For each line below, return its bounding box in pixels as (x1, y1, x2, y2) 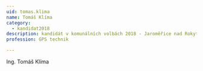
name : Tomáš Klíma (6, 14, 53, 20)
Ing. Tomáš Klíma (6, 58, 50, 65)
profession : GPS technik (6, 36, 69, 42)
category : (6, 20, 31, 26)
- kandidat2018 (11, 25, 50, 32)
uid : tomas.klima (6, 8, 50, 15)
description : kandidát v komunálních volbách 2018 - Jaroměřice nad (6, 31, 182, 37)
